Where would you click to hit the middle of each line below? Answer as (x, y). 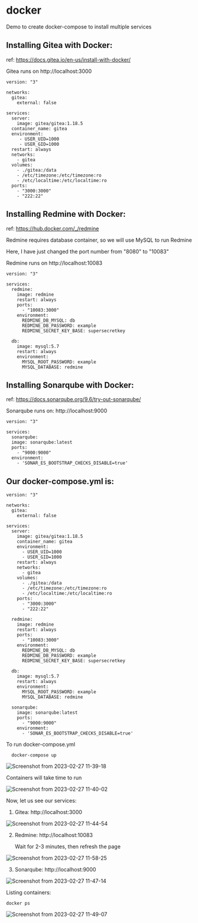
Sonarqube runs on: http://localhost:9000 (57, 411)
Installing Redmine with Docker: (66, 214)
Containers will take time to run (44, 778)
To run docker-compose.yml (41, 745)
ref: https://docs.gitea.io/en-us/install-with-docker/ (69, 59)
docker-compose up (34, 755)
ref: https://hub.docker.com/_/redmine (53, 228)
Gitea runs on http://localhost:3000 (49, 71)
